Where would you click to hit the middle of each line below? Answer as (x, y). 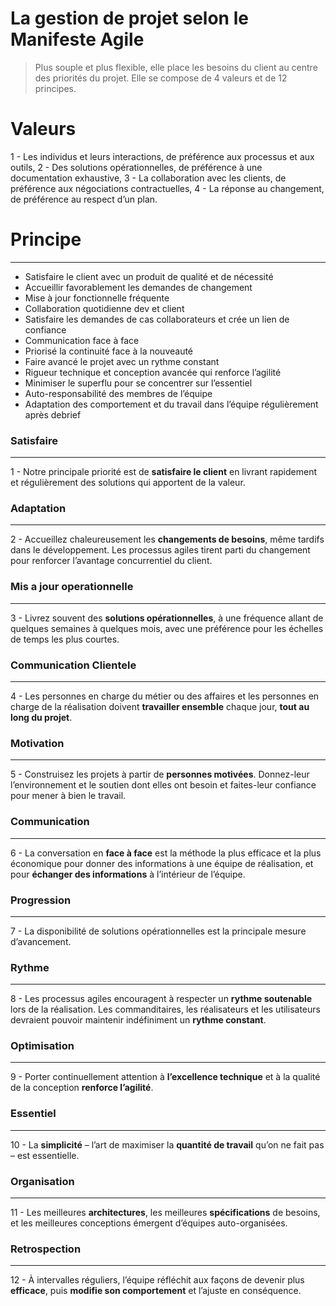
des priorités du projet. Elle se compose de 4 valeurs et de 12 (161, 78)
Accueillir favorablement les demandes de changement (138, 287)
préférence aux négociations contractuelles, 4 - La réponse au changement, (167, 188)
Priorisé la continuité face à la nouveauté (109, 351)
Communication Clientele (73, 665)
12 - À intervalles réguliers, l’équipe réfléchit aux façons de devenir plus (157, 1280)
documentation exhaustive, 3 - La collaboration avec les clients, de (148, 178)
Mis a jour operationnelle (72, 587)
